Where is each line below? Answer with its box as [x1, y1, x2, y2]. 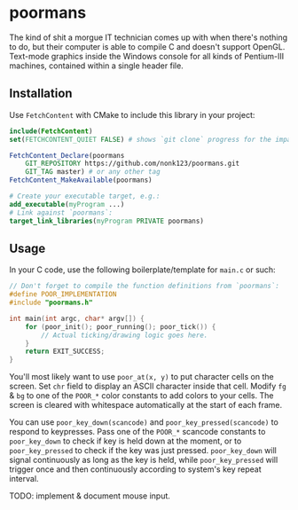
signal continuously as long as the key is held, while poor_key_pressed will [9, 455, 278, 466]
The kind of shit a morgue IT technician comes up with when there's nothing [9, 32, 288, 43]
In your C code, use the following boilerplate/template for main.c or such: [9, 264, 277, 275]
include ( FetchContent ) [9, 127, 93, 136]
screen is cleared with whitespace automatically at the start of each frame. [9, 400, 282, 411]
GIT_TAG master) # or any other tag [25, 168, 161, 177]
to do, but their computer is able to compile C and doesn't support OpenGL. [9, 41, 286, 51]
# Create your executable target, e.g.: [9, 192, 161, 200]
